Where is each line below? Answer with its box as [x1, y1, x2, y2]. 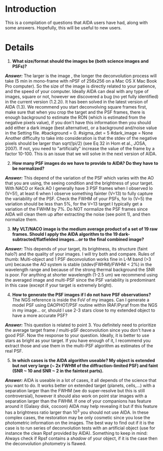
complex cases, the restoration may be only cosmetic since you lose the [5, 414, 150, 420]
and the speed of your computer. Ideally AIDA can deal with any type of [5, 88, 149, 94]
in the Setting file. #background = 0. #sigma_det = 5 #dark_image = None [5, 130, 153, 135]
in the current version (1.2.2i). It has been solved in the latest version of [5, 99, 148, 105]
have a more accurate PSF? [12, 312, 68, 318]
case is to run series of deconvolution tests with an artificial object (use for [5, 425, 155, 431]
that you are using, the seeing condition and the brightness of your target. [5, 180, 154, 186]
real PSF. [5, 348, 23, 354]
